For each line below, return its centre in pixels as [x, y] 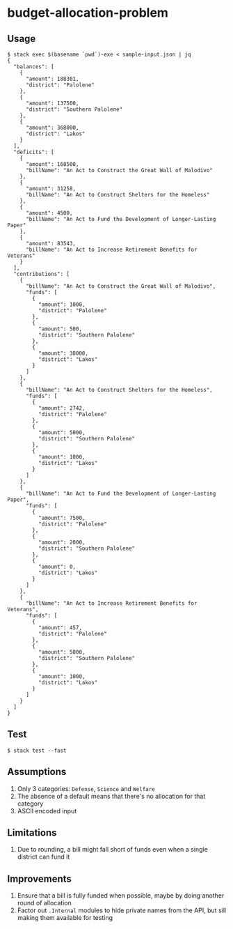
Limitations [32, 833]
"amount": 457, [60, 628]
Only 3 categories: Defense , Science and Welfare [86, 788]
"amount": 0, [57, 567]
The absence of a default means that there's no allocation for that [111, 796]
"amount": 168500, [52, 164]
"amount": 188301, [52, 79]
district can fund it [43, 857]
